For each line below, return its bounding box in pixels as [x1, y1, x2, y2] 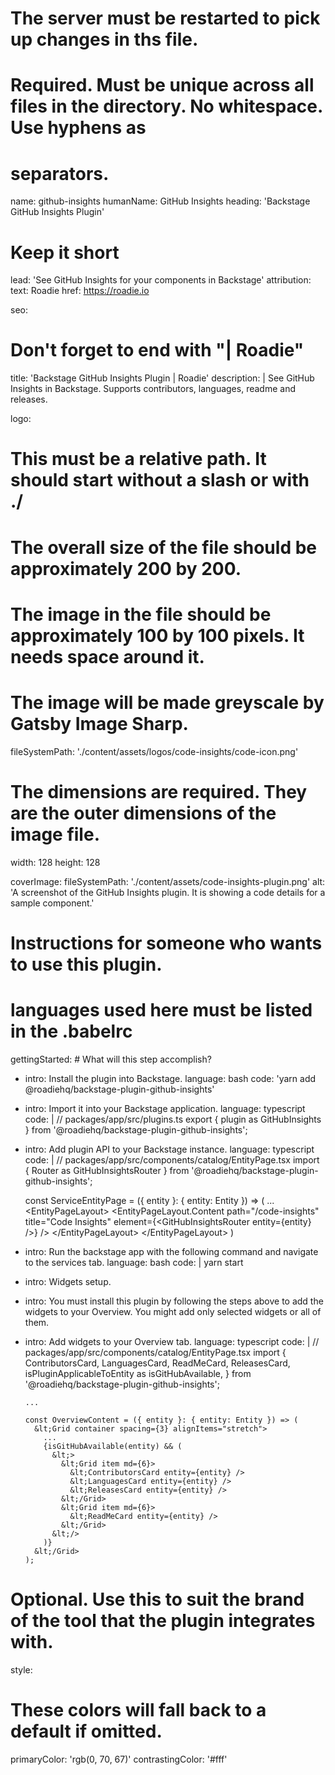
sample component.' [10, 897, 95, 909]
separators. [10, 162, 110, 185]
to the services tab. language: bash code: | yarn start [24, 1256, 244, 1268]
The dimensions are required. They [10, 780, 308, 803]
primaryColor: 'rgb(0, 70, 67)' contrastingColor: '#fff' [10, 1753, 228, 1765]
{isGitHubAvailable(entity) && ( [43, 1441, 183, 1451]
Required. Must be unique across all [10, 74, 315, 97]
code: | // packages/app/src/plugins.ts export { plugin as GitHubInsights [24, 1113, 322, 1125]
